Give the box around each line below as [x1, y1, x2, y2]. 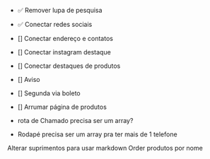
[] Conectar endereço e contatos [17, 35, 113, 42]
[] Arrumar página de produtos [17, 102, 107, 111]
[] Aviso [17, 76, 40, 83]
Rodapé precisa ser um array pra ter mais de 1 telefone [17, 130, 178, 139]
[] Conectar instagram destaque [17, 48, 111, 56]
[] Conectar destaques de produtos [17, 61, 121, 70]
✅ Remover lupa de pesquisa [17, 6, 103, 14]
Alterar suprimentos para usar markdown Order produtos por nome [7, 144, 203, 152]
